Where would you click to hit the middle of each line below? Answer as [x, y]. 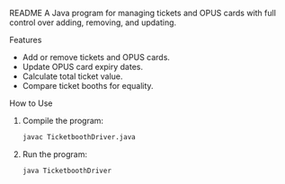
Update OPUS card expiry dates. [83, 67]
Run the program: [55, 154]
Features [26, 40]
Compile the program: [63, 121]
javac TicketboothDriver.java [79, 137]
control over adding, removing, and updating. [93, 22]
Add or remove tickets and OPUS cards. [96, 57]
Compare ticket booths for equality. [88, 86]
